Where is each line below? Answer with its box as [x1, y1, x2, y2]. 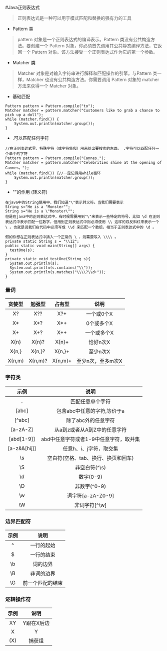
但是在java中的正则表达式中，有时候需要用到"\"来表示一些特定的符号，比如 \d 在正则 [5, 214, 160, 219]
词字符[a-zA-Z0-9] [66, 492, 114, 499]
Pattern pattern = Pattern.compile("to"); [5, 103, 95, 108]
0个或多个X [85, 320, 113, 327]
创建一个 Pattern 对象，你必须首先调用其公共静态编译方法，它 [30, 43, 158, 49]
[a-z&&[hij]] [7, 445, 36, 452]
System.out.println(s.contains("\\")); [9, 265, 93, 270]
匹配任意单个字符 [70, 398, 111, 405]
